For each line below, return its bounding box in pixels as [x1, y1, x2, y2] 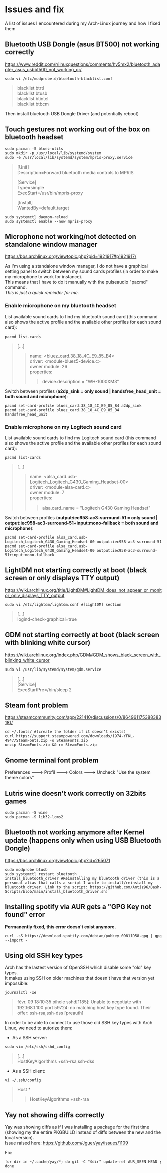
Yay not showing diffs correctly [5, 1111, 105, 1119]
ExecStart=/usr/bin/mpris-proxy [17, 190, 83, 196]
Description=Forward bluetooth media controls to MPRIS [17, 169, 134, 175]
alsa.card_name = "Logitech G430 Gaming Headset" [42, 505, 151, 511]
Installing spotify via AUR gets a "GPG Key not [5, 903, 151, 911]
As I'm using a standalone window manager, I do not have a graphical [5, 263, 148, 269]
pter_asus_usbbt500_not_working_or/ [5, 66, 82, 72]
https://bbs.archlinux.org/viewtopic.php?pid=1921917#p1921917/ [5, 253, 137, 259]
